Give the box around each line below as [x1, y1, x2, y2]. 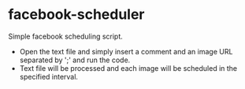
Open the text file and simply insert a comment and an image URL [19, 46, 233, 56]
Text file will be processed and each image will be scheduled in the [19, 63, 238, 72]
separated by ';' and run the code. [19, 55, 131, 65]
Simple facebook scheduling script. [8, 32, 124, 41]
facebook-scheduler [8, 6, 145, 24]
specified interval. [19, 72, 79, 81]
